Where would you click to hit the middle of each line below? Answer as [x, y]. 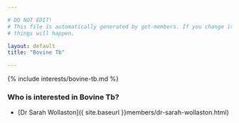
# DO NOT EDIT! [30, 20]
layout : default [31, 46]
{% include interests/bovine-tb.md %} [63, 79]
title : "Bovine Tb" [36, 53]
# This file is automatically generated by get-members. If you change [116, 27]
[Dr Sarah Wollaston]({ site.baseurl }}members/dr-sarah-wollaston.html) [123, 112]
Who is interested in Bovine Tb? [63, 98]
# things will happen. [41, 33]
